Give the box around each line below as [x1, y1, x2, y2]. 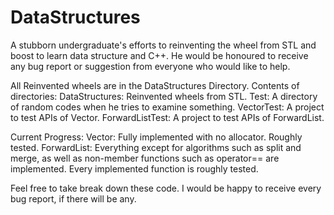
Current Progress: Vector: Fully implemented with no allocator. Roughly [10, 131, 303, 143]
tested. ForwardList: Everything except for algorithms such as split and [10, 141, 302, 153]
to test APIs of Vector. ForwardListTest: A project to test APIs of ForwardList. [10, 111, 325, 123]
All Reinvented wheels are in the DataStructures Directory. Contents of [10, 79, 300, 91]
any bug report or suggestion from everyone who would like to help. [10, 60, 291, 72]
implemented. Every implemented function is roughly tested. [10, 162, 259, 175]
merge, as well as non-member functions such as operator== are [10, 152, 280, 164]
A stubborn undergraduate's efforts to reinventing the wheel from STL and [10, 39, 317, 51]
